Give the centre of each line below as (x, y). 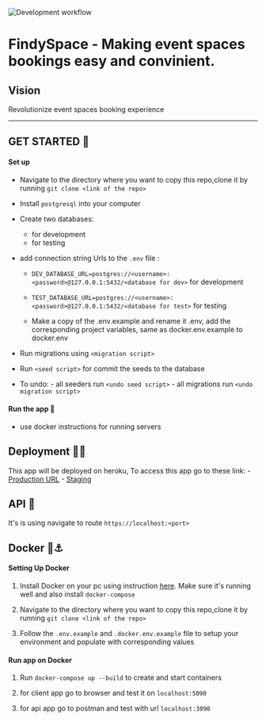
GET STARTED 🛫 (49, 142)
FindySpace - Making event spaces (127, 44)
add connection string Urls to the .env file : (89, 258)
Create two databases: (57, 219)
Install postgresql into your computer (80, 203)
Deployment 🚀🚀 (47, 452)
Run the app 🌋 (32, 409)
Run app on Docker (40, 660)
